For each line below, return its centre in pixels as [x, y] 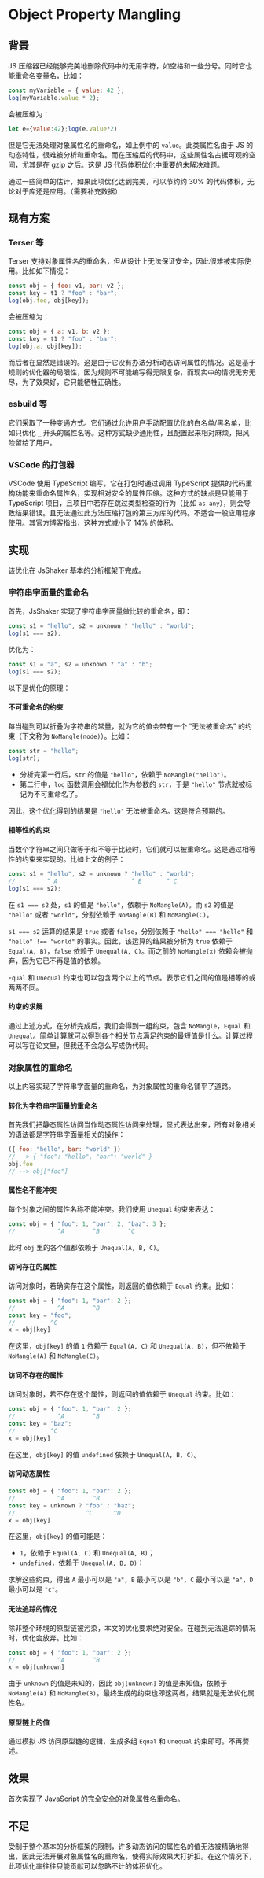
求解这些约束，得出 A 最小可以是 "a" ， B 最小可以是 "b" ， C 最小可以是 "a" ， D [131, 1580]
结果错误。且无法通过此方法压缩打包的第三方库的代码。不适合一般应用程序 [135, 513]
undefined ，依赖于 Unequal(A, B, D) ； [82, 1563]
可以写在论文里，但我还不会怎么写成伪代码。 [81, 1045]
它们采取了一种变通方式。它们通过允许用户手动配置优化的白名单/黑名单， [126, 422]
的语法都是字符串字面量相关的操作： [67, 1135]
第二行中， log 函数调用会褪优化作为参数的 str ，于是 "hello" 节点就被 [132, 784]
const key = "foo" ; [40, 1315]
